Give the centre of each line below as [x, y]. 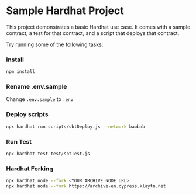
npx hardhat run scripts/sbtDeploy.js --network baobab [75, 127]
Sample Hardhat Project [65, 11]
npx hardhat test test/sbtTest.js [48, 154]
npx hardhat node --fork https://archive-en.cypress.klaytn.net [86, 186]
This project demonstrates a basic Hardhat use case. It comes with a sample [98, 27]
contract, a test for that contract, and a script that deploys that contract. [93, 33]
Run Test [19, 141]
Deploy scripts [27, 114]
